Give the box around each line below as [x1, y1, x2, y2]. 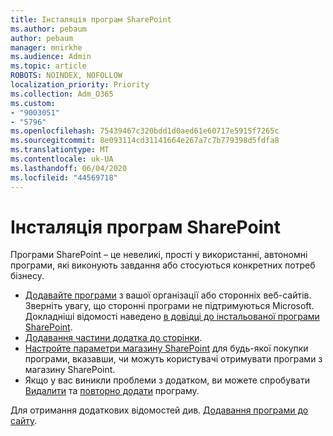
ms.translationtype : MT [10, 145, 110, 155]
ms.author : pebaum [10, 24, 87, 34]
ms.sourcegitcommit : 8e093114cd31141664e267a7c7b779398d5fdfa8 [10, 136, 280, 146]
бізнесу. [10, 270, 45, 282]
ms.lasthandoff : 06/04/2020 [10, 163, 128, 173]
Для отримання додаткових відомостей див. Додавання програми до [10, 404, 309, 416]
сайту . [10, 415, 38, 427]
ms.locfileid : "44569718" [10, 172, 118, 183]
